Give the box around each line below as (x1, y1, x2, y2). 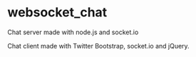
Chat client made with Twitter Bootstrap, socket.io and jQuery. (7, 41, 190, 50)
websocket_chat (7, 4, 108, 21)
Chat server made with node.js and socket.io (7, 28, 139, 36)
